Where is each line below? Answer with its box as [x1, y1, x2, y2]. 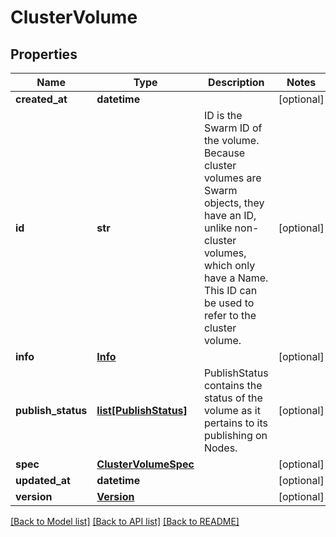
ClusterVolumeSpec [96, 457, 195, 471]
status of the [203, 391, 263, 405]
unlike [203, 221, 233, 235]
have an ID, [203, 209, 257, 222]
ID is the [203, 109, 243, 122]
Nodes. [203, 441, 238, 455]
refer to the [203, 309, 257, 322]
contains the [203, 379, 263, 392]
